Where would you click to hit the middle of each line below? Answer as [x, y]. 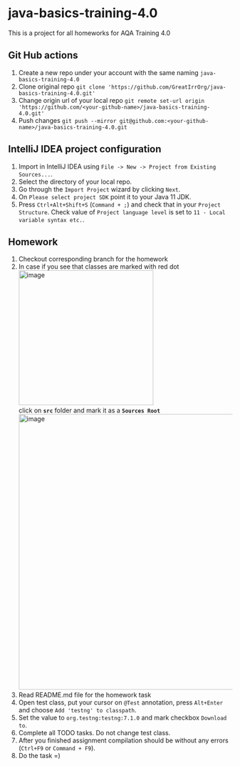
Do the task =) [40, 756]
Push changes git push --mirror [67, 120]
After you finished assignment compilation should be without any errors [123, 740]
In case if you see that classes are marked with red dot [99, 267]
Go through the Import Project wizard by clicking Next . [99, 189]
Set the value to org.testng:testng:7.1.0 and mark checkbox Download [122, 718]
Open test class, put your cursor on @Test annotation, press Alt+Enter [121, 702]
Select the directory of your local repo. [75, 181]
